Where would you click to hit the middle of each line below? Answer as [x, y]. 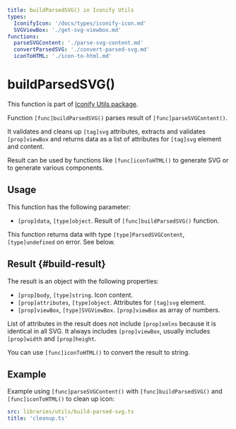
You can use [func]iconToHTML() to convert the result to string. [99, 352]
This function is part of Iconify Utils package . [73, 104]
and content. [26, 146]
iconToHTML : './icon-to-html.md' [63, 57]
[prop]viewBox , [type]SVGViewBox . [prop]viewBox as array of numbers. [119, 310]
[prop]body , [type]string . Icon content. [75, 295]
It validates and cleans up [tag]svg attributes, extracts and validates [107, 131]
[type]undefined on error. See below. [61, 242]
